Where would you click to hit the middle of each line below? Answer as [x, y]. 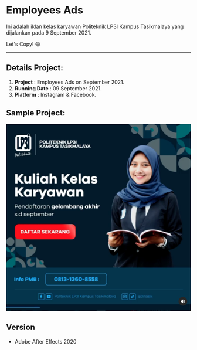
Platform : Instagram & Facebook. [55, 94]
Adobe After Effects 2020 [45, 341]
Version [21, 327]
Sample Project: [36, 113]
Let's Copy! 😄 [23, 44]
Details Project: [35, 68]
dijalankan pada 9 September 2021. [49, 32]
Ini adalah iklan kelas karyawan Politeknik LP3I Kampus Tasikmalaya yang [95, 26]
